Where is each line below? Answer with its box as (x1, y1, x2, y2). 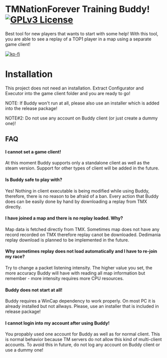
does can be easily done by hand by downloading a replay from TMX (5, 198, 147, 204)
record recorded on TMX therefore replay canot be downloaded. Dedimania (5, 231, 161, 237)
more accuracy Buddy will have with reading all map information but (5, 270, 145, 276)
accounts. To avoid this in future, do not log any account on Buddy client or (5, 341, 160, 348)
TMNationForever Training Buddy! (5, 3, 150, 15)
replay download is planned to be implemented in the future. (5, 236, 129, 243)
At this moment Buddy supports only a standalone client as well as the (5, 160, 150, 166)
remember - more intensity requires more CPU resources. (5, 275, 124, 281)
